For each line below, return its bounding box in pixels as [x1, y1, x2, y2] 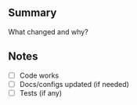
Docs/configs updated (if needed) [19, 79, 129, 89]
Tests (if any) [19, 88, 63, 97]
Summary [8, 6, 57, 20]
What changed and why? [8, 27, 88, 36]
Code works [19, 71, 59, 80]
